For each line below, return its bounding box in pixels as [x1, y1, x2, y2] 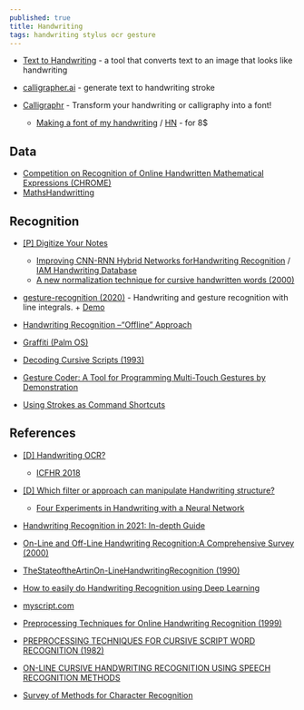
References [9, 426, 76, 441]
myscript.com [22, 600, 74, 611]
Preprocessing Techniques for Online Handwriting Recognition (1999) [22, 617, 283, 628]
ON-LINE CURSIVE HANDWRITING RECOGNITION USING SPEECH [22, 662, 271, 673]
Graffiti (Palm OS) [22, 337, 89, 348]
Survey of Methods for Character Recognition [22, 689, 193, 700]
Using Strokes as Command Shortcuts [22, 399, 166, 409]
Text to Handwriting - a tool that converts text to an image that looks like [22, 55, 293, 66]
